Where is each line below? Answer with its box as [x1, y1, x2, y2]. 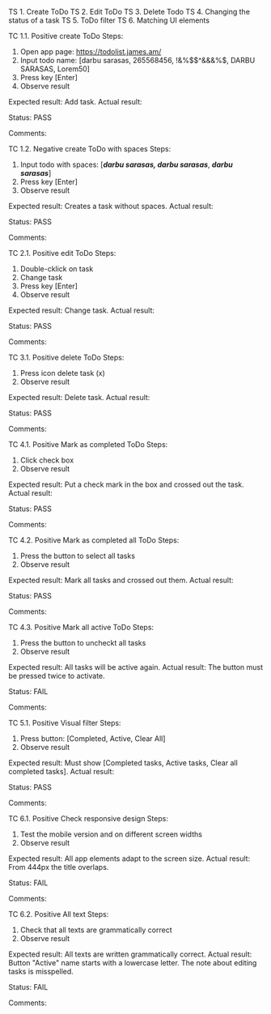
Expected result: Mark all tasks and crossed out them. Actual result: [8, 575, 234, 585]
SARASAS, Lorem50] [19, 64, 91, 74]
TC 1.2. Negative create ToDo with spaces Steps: [8, 144, 171, 153]
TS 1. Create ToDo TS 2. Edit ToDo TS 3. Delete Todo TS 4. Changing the [8, 7, 251, 16]
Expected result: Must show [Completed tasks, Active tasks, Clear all [8, 758, 239, 768]
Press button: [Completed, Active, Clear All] [19, 734, 166, 743]
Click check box [19, 455, 74, 465]
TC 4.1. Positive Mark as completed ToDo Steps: [8, 440, 168, 449]
